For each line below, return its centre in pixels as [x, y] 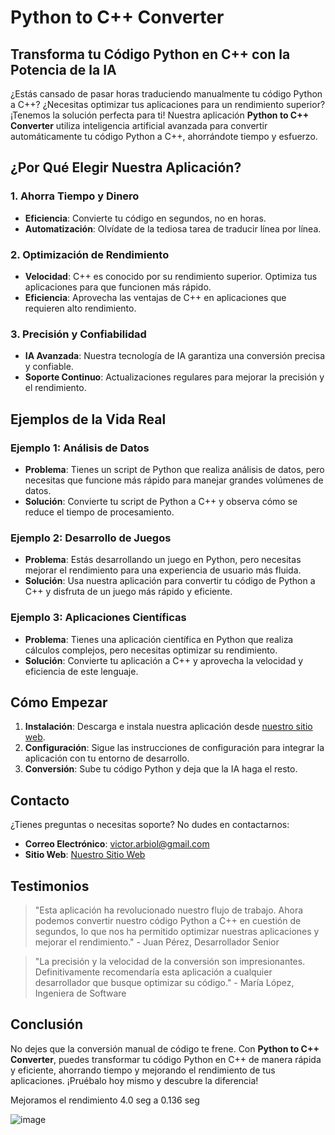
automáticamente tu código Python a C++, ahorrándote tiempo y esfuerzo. [164, 136]
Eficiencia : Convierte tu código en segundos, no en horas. [145, 218]
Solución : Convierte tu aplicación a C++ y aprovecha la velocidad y [164, 660]
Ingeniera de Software [80, 993]
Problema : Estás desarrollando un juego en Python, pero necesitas [163, 560]
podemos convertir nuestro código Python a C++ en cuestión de [168, 920]
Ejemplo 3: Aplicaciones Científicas [98, 618]
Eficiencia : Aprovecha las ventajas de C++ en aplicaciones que [155, 297]
